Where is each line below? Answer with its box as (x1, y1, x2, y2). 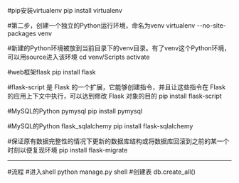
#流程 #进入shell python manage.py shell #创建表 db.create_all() (7, 167, 196, 176)
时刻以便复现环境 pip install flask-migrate (7, 146, 128, 154)
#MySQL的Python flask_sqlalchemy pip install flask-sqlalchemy (7, 122, 193, 130)
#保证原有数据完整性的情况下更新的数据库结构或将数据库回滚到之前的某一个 (7, 137, 230, 145)
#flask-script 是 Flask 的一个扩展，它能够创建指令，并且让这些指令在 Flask (7, 83, 226, 91)
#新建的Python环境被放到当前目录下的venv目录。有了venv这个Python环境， (7, 44, 231, 52)
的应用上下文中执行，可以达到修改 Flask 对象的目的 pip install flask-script (7, 91, 222, 100)
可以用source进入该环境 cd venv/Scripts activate (7, 52, 150, 61)
